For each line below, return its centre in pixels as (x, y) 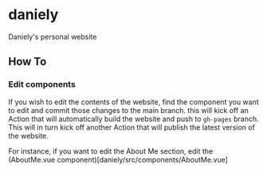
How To (27, 62)
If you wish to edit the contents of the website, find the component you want (133, 102)
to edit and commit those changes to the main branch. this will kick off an (128, 110)
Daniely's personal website (53, 37)
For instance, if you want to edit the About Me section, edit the (111, 151)
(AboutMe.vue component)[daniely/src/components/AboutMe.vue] (118, 159)
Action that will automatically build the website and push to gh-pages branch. (133, 119)
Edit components (42, 84)
